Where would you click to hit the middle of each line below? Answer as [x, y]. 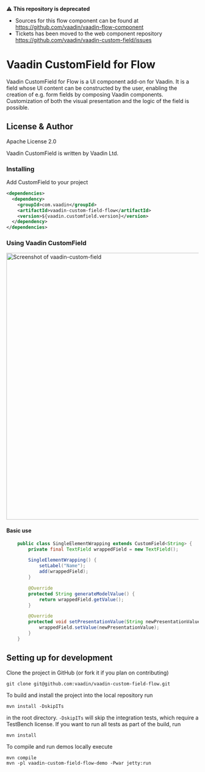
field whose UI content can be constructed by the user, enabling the [92, 88]
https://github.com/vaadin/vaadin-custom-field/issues [83, 40]
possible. [18, 107]
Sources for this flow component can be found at [77, 20]
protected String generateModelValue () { [82, 594]
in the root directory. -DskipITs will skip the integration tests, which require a [103, 717]
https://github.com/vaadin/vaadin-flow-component [79, 27]
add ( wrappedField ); [63, 572]
